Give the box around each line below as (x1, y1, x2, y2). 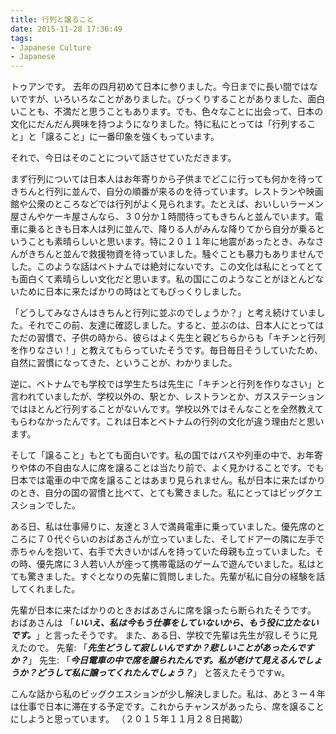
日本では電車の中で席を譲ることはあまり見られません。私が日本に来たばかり (10, 474, 326, 486)
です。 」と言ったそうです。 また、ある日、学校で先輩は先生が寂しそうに (10, 629, 310, 641)
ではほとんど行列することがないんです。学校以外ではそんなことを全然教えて (10, 403, 324, 415)
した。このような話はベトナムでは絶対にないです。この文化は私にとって (10, 261, 307, 273)
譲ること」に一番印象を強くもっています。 (44, 131, 220, 143)
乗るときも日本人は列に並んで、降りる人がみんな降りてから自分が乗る (27, 223, 317, 235)
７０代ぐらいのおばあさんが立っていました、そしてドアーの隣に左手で (36, 533, 325, 545)
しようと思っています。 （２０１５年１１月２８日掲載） (18, 713, 248, 725)
